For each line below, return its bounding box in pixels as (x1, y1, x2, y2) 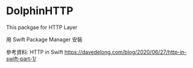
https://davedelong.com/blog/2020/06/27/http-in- (64, 48, 187, 56)
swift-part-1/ (6, 55, 37, 62)
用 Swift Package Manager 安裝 (6, 35, 83, 43)
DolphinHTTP (6, 4, 74, 18)
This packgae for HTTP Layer (6, 24, 78, 31)
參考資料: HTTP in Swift (6, 48, 64, 56)
